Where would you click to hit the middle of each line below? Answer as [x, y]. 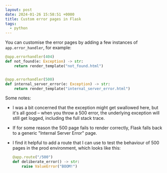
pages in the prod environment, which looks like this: [67, 148]
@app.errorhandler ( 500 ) [30, 79]
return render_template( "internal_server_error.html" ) [72, 88]
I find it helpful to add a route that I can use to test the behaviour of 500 [86, 143]
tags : [11, 24]
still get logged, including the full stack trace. [59, 118]
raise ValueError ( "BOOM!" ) [50, 167]
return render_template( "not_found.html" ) [59, 66]
